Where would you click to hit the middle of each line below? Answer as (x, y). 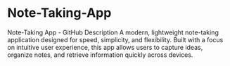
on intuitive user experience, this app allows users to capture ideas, (105, 47)
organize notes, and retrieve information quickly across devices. (100, 55)
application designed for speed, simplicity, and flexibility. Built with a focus (115, 39)
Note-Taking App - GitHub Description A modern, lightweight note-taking (113, 32)
